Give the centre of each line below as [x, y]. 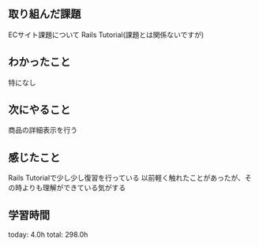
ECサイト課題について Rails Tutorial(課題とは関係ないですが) [106, 35]
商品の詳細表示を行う [43, 130]
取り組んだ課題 [45, 14]
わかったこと [39, 62]
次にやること [39, 110]
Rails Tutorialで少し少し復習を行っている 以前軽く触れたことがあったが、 [127, 178]
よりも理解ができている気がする [74, 188]
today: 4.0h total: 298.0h [48, 234]
